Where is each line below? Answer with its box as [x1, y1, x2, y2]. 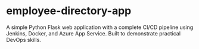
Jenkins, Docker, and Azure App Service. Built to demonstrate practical [6, 30, 181, 37]
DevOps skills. [6, 36, 42, 43]
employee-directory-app [6, 4, 132, 18]
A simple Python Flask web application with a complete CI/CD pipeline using [6, 24, 194, 31]
